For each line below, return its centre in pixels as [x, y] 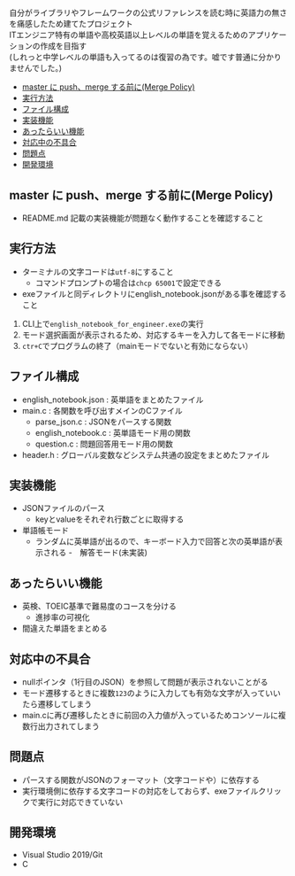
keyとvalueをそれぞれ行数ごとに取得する [110, 519]
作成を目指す [63, 46]
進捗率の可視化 [62, 617]
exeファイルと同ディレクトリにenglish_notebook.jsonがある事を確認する [154, 293]
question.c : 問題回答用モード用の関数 [104, 444]
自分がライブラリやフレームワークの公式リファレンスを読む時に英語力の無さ [148, 13]
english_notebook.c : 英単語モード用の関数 [113, 432]
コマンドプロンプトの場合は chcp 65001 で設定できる [129, 283]
